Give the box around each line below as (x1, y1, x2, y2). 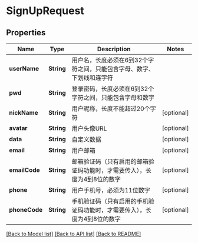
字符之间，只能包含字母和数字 (71, 94, 154, 101)
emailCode (9, 166, 40, 174)
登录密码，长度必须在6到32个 (71, 85, 154, 92)
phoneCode (9, 206, 43, 214)
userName (9, 65, 39, 72)
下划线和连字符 (71, 74, 113, 82)
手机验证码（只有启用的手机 (71, 197, 148, 205)
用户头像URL (71, 125, 107, 132)
